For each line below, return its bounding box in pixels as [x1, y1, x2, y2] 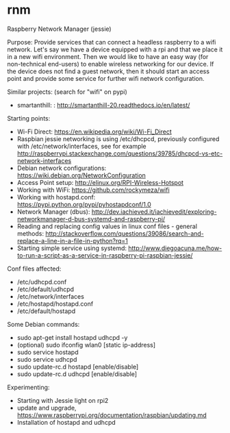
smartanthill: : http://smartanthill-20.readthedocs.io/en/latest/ [16, 101, 190, 109]
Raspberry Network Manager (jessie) [7, 25, 112, 33]
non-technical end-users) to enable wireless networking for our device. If [7, 60, 214, 68]
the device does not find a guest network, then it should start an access [7, 67, 210, 75]
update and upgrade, [16, 404, 77, 412]
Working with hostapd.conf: [16, 193, 96, 201]
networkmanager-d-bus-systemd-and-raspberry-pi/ [16, 214, 166, 223]
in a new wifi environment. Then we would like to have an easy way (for [7, 52, 209, 60]
